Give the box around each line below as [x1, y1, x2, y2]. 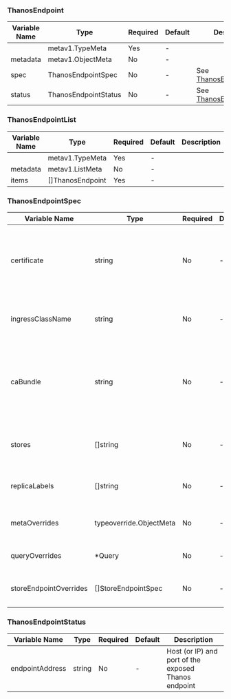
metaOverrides [10, 518, 59, 528]
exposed [166, 664, 195, 674]
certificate [10, 255, 44, 265]
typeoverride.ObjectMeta [94, 518, 176, 528]
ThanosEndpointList [7, 115, 77, 125]
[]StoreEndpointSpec [94, 583, 163, 593]
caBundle [10, 377, 41, 386]
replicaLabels [10, 481, 54, 490]
